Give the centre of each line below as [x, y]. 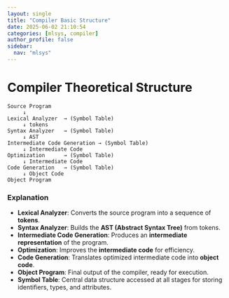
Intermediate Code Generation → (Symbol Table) [78, 143]
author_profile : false [40, 40]
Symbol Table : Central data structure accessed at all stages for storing [120, 280]
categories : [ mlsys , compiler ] [53, 33]
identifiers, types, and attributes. [64, 287]
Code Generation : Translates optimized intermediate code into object [118, 257]
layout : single [29, 14]
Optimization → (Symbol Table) [61, 155]
